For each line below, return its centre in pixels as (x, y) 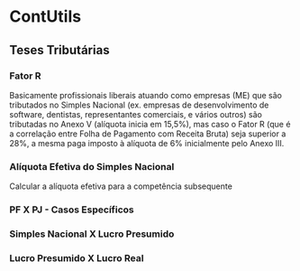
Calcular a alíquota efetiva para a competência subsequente (121, 186)
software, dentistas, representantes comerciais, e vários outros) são (136, 114)
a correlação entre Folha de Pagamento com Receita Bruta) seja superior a (148, 134)
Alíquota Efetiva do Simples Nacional (92, 166)
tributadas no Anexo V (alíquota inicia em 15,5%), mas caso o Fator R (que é (150, 124)
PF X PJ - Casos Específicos (72, 210)
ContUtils (45, 17)
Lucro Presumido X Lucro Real (77, 257)
